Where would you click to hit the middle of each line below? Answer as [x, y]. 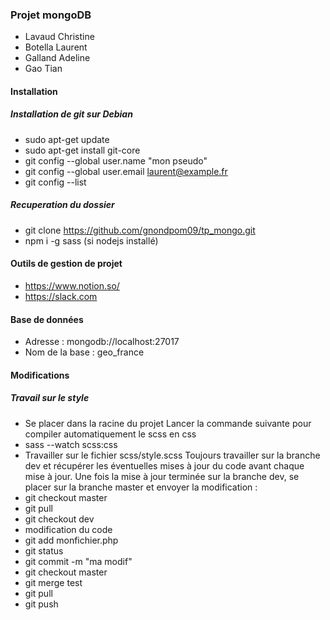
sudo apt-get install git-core [82, 150]
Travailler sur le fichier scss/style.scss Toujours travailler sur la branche [172, 455]
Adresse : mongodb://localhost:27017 [102, 342]
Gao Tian [43, 69]
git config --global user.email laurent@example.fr [126, 171]
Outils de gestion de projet [66, 264]
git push [41, 604]
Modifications [40, 375]
